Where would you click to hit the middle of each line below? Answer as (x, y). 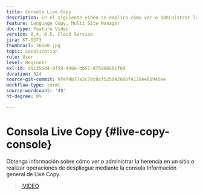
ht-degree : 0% (24, 96)
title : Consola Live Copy (39, 12)
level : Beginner (27, 62)
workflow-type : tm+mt (34, 85)
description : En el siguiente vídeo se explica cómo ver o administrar (98, 18)
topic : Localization (32, 51)
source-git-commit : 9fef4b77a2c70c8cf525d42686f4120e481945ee (86, 79)
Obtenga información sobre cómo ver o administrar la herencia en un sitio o (100, 161)
